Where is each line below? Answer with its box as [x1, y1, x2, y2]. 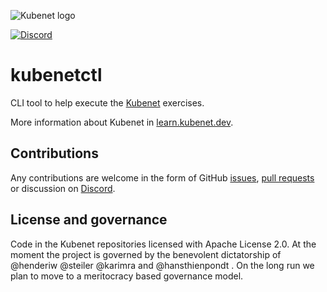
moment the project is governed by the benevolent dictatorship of [10, 248, 282, 260]
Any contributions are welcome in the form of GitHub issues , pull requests [10, 171, 315, 184]
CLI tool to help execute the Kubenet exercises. [10, 96, 205, 109]
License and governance [10, 211, 168, 229]
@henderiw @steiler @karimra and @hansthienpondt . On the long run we [10, 259, 315, 271]
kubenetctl [10, 64, 103, 87]
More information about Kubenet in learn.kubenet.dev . [10, 116, 234, 128]
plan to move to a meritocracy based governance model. [10, 270, 244, 282]
